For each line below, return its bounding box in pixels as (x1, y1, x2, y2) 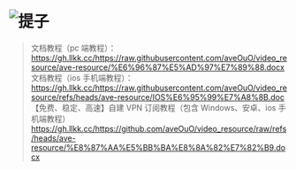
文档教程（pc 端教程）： (30, 42, 117, 53)
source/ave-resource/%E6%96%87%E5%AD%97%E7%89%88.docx (30, 62, 285, 73)
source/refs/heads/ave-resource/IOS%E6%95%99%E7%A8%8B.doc (30, 91, 285, 102)
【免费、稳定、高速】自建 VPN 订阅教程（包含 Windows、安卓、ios (30, 102, 277, 112)
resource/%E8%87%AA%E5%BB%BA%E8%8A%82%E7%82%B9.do (30, 142, 285, 152)
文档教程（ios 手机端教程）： (30, 72, 133, 83)
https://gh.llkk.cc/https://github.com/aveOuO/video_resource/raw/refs (30, 123, 287, 134)
